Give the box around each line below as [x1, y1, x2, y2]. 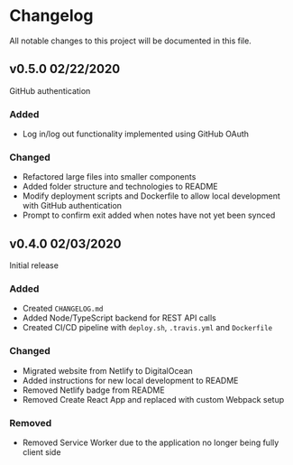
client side [22, 447, 61, 458]
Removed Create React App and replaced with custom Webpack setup [22, 394, 285, 405]
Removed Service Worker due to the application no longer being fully [22, 437, 279, 448]
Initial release [9, 260, 59, 271]
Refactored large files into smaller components [22, 172, 197, 182]
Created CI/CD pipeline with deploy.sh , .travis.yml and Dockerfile [22, 322, 273, 333]
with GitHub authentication [22, 200, 123, 211]
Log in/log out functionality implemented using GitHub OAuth [22, 128, 250, 140]
